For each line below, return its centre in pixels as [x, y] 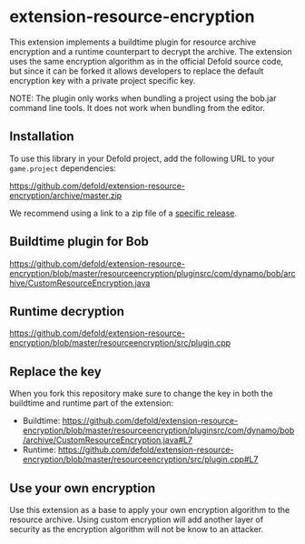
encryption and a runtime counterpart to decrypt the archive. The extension [151, 51]
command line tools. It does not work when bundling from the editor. [138, 107]
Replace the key [55, 372]
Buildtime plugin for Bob [79, 242]
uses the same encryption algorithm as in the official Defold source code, [147, 61]
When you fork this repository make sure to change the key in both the [142, 394]
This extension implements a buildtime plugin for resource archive [133, 42]
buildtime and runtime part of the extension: [92, 403]
